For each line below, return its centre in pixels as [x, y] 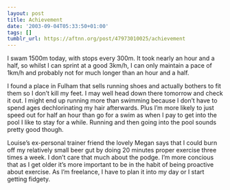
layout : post [26, 13]
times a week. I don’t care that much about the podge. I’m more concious [111, 157]
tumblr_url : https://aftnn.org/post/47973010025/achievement [96, 39]
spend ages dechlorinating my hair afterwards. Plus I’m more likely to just [111, 108]
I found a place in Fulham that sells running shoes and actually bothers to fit [114, 86]
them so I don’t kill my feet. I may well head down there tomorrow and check [115, 94]
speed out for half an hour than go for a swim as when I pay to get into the [112, 115]
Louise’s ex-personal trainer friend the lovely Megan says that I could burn [112, 143]
